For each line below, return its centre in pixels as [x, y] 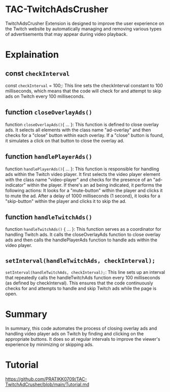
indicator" [16, 185]
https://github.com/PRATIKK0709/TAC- [46, 379]
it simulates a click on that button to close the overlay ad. [65, 140]
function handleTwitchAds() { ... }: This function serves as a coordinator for [83, 229]
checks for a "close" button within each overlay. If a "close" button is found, [84, 135]
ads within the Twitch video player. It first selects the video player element [83, 174]
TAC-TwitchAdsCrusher [57, 9]
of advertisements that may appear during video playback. [66, 34]
